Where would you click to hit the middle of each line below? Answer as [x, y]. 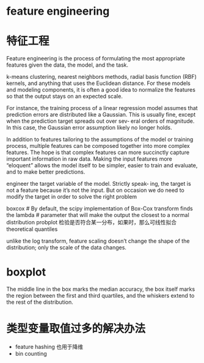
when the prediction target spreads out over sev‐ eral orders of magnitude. [100, 121]
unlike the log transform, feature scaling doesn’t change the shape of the [98, 241]
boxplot [26, 272]
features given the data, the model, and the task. [67, 65]
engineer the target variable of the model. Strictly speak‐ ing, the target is [99, 184]
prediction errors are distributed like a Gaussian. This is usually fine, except [101, 115]
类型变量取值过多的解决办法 [76, 329]
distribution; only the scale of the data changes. [67, 248]
